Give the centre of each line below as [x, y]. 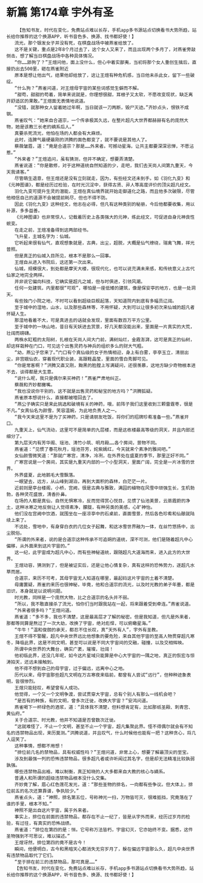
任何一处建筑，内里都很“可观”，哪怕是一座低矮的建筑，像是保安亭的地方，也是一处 [103, 288]
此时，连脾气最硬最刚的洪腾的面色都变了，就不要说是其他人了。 [82, 140]
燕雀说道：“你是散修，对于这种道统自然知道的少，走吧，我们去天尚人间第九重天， [101, 165]
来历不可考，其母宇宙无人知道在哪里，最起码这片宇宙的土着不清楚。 [105, 578]
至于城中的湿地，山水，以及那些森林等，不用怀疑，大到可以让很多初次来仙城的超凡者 [105, 307]
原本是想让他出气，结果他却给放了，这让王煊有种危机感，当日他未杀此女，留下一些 [102, 75]
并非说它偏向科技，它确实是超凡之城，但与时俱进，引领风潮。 [80, 282]
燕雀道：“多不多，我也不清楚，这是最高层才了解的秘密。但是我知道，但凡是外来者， [104, 617]
